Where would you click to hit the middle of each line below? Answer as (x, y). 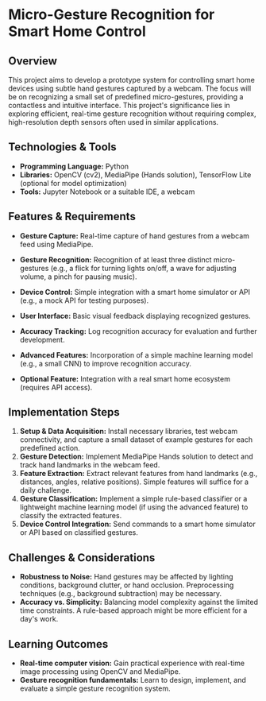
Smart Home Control (77, 31)
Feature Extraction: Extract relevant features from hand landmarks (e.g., (139, 474)
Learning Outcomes (58, 644)
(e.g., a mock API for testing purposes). (84, 300)
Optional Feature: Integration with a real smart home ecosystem (125, 378)
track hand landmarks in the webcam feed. (90, 465)
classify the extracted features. (71, 516)
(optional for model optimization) (73, 183)
